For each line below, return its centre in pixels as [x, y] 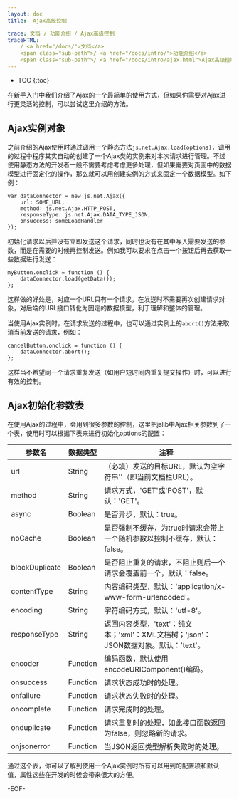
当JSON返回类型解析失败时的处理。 [164, 746]
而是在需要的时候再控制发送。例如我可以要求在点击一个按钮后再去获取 [122, 250]
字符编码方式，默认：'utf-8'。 [155, 610]
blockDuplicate [36, 567]
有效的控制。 [26, 381]
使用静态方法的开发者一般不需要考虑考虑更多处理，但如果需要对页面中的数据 [119, 164]
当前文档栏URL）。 [167, 476]
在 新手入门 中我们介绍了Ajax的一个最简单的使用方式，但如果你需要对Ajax [114, 95]
